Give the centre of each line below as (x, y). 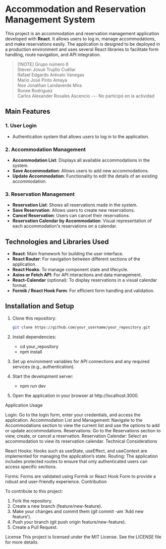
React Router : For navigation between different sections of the (76, 259)
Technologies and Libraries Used (57, 242)
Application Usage (24, 405)
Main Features (28, 112)
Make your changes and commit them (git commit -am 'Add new (78, 511)
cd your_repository (39, 346)
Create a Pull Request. (35, 527)
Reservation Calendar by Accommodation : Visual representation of (82, 221)
